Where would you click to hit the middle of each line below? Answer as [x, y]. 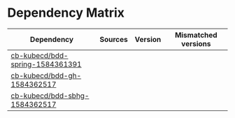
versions [196, 43]
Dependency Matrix [66, 13]
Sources [114, 39]
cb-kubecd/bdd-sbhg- [50, 96]
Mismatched [196, 35]
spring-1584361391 [46, 64]
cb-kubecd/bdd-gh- [46, 75]
